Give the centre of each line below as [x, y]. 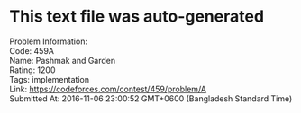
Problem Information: [49, 41]
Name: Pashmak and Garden [63, 60]
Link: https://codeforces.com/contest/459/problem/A [108, 89]
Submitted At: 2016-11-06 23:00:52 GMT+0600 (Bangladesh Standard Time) [151, 98]
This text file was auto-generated [137, 17]
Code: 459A [32, 50]
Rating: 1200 [32, 70]
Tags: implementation [50, 79]
